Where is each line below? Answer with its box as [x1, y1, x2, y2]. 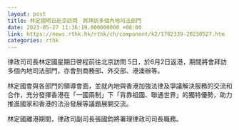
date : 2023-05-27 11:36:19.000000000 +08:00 [7, 24, 142, 31]
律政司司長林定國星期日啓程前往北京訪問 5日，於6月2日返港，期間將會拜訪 [7, 58, 227, 66]
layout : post [7, 10, 46, 18]
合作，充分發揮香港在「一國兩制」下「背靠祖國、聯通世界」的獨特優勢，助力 [7, 91, 233, 99]
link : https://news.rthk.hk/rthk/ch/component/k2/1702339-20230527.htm [7, 30, 225, 38]
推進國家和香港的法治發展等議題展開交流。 [7, 99, 133, 108]
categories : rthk [7, 37, 59, 44]
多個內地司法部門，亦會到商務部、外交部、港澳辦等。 [7, 66, 164, 75]
